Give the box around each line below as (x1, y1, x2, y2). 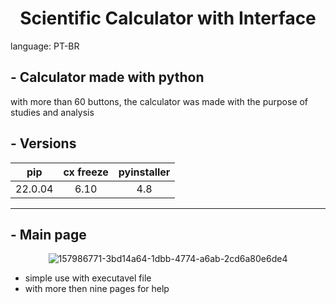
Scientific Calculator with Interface (19, 7, 317, 30)
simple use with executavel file (24, 272, 152, 284)
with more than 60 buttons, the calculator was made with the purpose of (10, 95, 309, 107)
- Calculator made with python (10, 69, 205, 86)
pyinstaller (118, 165, 171, 179)
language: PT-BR (10, 40, 80, 52)
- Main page (10, 226, 87, 243)
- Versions (10, 135, 77, 152)
